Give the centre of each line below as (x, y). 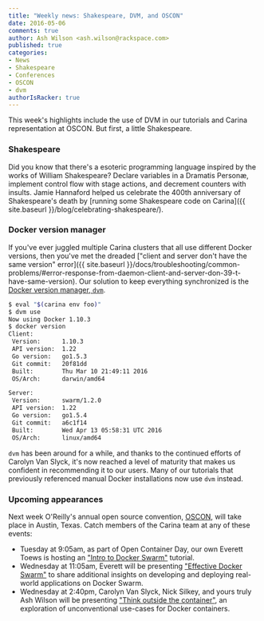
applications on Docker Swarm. (92, 583)
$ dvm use (25, 312)
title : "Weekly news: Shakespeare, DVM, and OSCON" (96, 16)
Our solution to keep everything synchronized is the (164, 281)
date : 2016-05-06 (37, 23)
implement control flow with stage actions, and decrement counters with (127, 184)
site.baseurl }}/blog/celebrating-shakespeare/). (86, 209)
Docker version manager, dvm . (57, 289)
